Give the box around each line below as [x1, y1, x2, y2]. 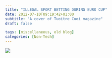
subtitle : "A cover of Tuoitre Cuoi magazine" [5, 16, 103, 21]
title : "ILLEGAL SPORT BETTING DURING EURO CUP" [5, 7, 108, 12]
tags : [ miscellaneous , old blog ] [5, 30, 74, 35]
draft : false [5, 21, 32, 26]
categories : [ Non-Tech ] [5, 34, 55, 39]
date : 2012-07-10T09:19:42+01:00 [5, 12, 74, 17]
